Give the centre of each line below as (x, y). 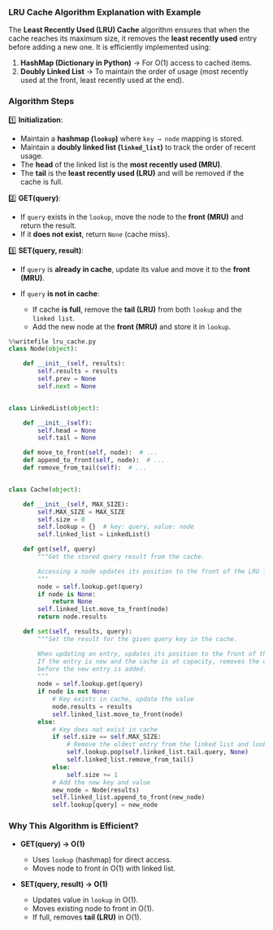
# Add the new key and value (101, 782)
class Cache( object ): (45, 489)
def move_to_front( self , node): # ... (91, 453)
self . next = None (67, 386)
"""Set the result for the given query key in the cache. (138, 639)
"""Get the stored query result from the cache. (121, 557)
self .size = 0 (61, 519)
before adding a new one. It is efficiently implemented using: (110, 47)
